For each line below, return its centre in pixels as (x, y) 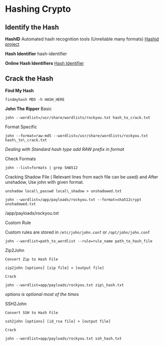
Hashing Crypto (38, 9)
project (12, 44)
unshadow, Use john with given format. (45, 182)
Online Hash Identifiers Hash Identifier (45, 63)
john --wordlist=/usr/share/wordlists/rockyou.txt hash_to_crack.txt (78, 117)
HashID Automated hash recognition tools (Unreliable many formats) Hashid (82, 39)
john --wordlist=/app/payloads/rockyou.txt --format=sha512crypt (73, 200)
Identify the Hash (32, 27)
